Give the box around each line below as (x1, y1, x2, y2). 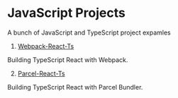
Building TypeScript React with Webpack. (7, 55, 128, 64)
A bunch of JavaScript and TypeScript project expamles (7, 28, 172, 37)
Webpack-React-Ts (17, 42, 74, 50)
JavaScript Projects (7, 5, 126, 21)
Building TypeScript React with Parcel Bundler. (7, 82, 143, 91)
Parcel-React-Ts (17, 69, 65, 78)
